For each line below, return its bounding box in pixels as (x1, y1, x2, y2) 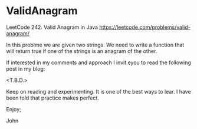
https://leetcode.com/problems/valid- (99, 24, 191, 31)
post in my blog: (6, 65, 45, 72)
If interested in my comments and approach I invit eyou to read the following (6, 59, 191, 66)
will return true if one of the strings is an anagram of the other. (6, 47, 157, 54)
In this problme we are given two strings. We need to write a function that (6, 41, 185, 48)
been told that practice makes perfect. (6, 94, 99, 101)
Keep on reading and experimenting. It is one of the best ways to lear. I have (6, 88, 191, 95)
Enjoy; (6, 105, 22, 113)
